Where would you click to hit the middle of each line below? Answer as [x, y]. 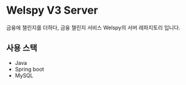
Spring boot [29, 69]
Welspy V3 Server [52, 10]
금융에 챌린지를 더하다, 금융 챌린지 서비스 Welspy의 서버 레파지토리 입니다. [93, 27]
